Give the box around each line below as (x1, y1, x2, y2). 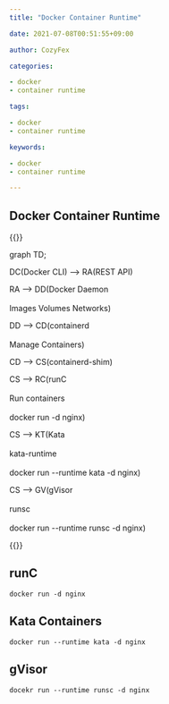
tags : (9, 102, 30, 112)
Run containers (9, 393, 65, 403)
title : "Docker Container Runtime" (9, 13, 142, 22)
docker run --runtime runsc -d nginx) (9, 522, 146, 533)
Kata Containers (9, 614, 103, 629)
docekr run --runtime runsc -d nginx (9, 685, 150, 694)
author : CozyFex (9, 46, 70, 55)
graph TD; (9, 250, 46, 260)
